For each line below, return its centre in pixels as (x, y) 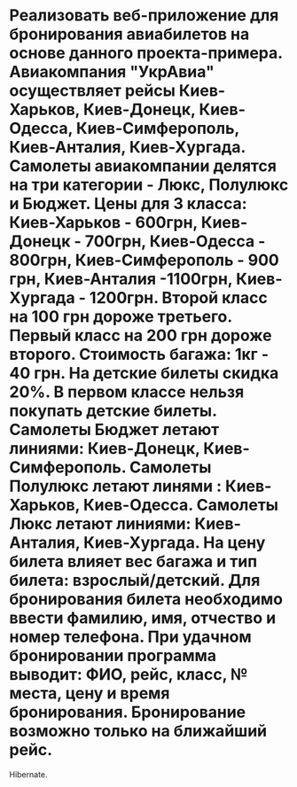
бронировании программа (113, 656)
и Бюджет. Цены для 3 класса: (128, 204)
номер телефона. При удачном (130, 637)
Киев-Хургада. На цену (175, 543)
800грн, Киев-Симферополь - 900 (144, 260)
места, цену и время (90, 693)
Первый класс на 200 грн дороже (141, 335)
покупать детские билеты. (113, 411)
